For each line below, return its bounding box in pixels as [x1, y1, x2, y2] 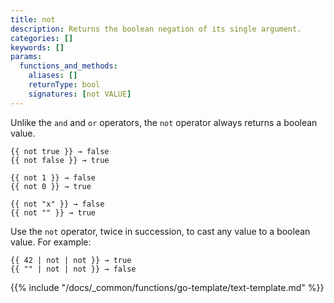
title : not [10, 14, 56, 25]
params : [10, 52, 43, 62]
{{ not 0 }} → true [10, 181, 92, 191]
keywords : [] [10, 42, 65, 53]
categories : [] [10, 33, 74, 43]
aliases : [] [28, 71, 78, 81]
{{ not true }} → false [10, 146, 110, 156]
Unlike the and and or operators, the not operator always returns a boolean [10, 116, 318, 128]
